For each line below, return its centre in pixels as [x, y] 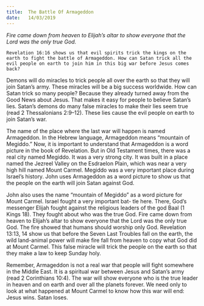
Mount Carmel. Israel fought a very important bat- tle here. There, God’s [97, 201]
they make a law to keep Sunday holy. [54, 253]
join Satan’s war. [27, 119]
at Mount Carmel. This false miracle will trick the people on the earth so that [101, 246]
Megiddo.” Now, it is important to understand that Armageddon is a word [97, 144]
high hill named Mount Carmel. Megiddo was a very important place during [100, 170]
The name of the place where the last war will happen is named [86, 131]
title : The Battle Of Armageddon [50, 12]
